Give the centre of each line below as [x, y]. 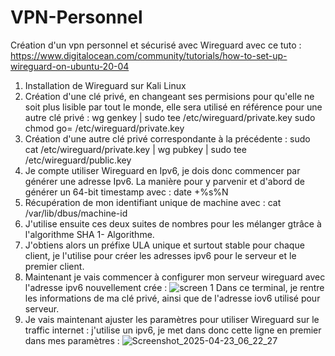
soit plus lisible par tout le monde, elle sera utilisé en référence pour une [173, 107]
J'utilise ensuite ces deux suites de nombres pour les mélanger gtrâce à [173, 223]
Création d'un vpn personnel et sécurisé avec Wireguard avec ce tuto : [156, 45]
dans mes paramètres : [72, 340]
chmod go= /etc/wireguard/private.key [104, 128]
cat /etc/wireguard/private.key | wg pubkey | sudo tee [135, 149]
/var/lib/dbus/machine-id [76, 213]
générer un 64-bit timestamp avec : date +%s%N [126, 192]
